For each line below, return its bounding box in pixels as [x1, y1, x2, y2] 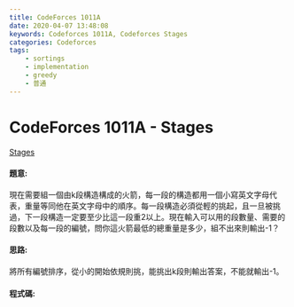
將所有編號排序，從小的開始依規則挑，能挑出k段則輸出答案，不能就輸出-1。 [9, 265, 284, 276]
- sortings [25, 54, 66, 63]
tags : [9, 46, 29, 55]
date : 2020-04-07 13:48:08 [9, 21, 109, 30]
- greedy [25, 71, 58, 80]
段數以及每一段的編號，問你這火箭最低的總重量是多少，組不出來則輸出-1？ [9, 223, 281, 233]
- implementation [25, 63, 89, 72]
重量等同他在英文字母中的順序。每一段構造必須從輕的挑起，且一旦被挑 [24, 201, 281, 211]
